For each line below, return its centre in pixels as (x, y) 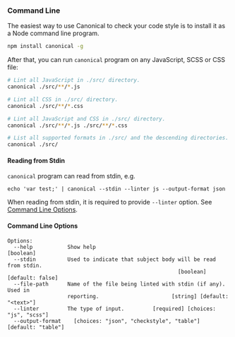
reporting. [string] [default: (148, 296)
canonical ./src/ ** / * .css (45, 106)
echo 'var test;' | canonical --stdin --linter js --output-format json (116, 189)
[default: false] (33, 278)
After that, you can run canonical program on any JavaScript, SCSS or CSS (116, 60)
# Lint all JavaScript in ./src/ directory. (74, 80)
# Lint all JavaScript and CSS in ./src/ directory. (86, 118)
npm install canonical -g (45, 47)
